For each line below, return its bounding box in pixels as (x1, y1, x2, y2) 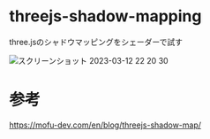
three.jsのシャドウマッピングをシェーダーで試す (9, 36, 184, 47)
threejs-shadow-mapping (9, 6, 202, 27)
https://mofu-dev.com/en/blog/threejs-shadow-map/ (9, 120, 201, 130)
